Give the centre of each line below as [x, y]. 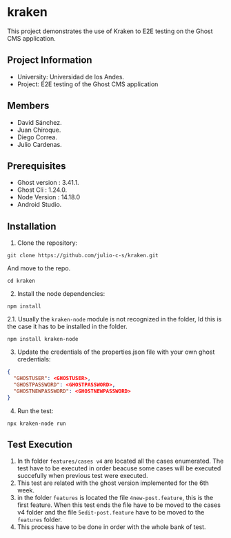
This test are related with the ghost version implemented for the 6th [113, 483]
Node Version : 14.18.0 [49, 197]
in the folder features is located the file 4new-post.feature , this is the [115, 498]
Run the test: [35, 410]
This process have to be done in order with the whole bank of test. [111, 527]
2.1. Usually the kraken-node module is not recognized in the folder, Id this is [114, 319]
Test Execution [40, 445]
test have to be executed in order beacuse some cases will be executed [119, 468]
